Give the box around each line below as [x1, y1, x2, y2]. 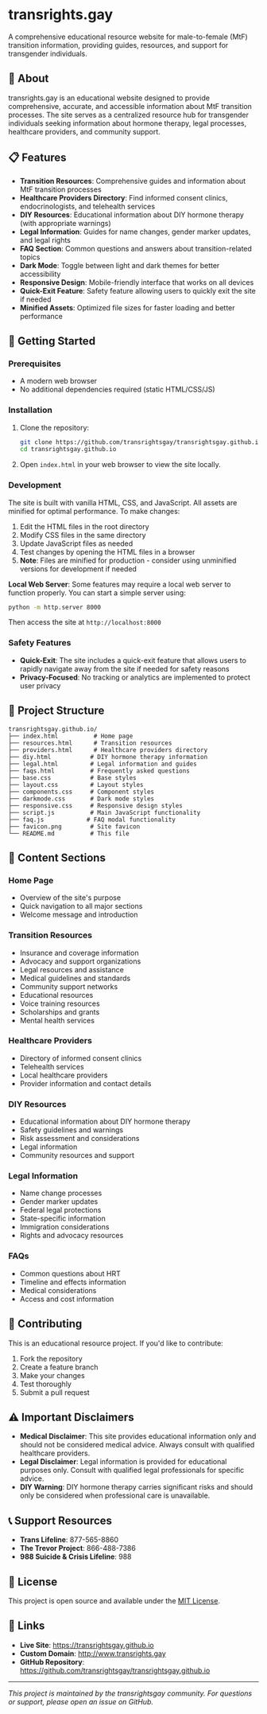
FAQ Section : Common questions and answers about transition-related [19, 243, 253, 253]
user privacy [19, 680, 61, 690]
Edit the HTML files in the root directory [19, 521, 149, 531]
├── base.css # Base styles [8, 773, 137, 781]
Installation [8, 404, 53, 415]
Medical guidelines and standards [19, 973, 131, 983]
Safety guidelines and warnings [19, 1125, 124, 1135]
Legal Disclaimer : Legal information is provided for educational [19, 1457, 227, 1467]
